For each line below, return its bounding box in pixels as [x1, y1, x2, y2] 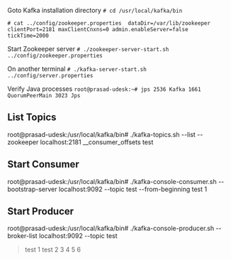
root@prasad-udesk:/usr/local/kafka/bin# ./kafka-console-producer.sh [7, 224, 215, 233]
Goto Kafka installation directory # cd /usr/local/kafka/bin [7, 6, 183, 14]
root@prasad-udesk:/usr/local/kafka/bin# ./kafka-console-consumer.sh [7, 177, 218, 185]
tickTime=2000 [7, 32, 50, 39]
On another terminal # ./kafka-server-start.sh [7, 65, 147, 73]
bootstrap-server [7, 185, 57, 193]
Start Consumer [7, 158, 79, 170]
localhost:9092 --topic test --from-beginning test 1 [58, 185, 208, 193]
